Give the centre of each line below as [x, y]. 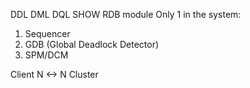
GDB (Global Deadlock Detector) [92, 44]
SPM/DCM [46, 55]
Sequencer [47, 33]
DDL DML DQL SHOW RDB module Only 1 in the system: [126, 14]
